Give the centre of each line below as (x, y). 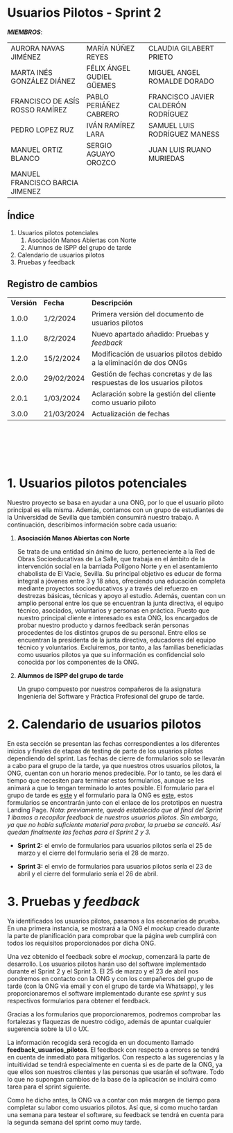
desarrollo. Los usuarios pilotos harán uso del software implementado (107, 964)
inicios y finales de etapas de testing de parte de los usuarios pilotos (105, 751)
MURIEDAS (166, 158)
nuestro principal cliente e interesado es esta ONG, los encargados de (118, 617)
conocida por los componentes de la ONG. (78, 662)
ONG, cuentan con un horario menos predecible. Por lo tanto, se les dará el (114, 773)
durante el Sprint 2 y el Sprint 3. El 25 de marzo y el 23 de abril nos (103, 971)
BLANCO (25, 158)
